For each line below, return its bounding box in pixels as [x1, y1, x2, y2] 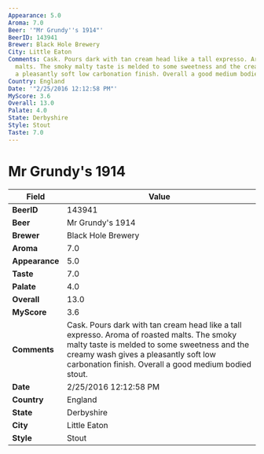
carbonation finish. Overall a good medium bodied [66, 359, 251, 370]
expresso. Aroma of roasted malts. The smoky [66, 329, 237, 340]
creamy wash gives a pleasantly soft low [66, 349, 216, 360]
